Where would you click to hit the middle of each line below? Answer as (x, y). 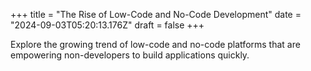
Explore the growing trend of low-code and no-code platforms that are (155, 44)
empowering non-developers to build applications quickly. (130, 55)
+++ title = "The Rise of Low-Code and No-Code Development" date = (156, 14)
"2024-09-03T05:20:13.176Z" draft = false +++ (107, 25)
